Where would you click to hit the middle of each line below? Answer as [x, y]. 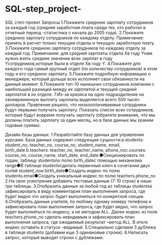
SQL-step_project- [43, 9]
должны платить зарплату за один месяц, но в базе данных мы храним [79, 120]
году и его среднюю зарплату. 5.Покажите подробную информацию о [78, 74]
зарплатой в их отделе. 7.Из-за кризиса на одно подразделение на [74, 94]
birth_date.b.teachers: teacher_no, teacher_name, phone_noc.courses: [76, 150]
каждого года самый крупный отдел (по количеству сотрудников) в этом [81, 68]
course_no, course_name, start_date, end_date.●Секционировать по [75, 155]
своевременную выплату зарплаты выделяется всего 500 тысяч [72, 99]
